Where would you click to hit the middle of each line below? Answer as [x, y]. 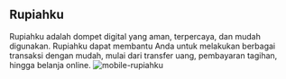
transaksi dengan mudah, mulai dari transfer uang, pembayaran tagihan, [143, 55]
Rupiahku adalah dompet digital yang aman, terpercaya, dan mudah [135, 36]
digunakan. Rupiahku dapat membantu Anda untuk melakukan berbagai [143, 46]
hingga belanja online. [51, 65]
